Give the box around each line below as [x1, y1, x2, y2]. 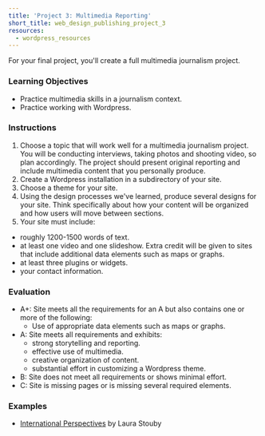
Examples [8, 401, 48, 412]
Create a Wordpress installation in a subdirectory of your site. [19, 174, 222, 184]
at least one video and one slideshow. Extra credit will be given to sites [19, 240, 253, 250]
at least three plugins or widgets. [19, 257, 129, 268]
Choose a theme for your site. [19, 183, 118, 192]
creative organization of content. [31, 355, 140, 365]
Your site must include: [19, 216, 96, 226]
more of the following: [19, 313, 93, 323]
